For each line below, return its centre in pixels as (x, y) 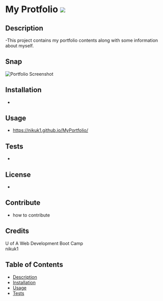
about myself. (20, 46)
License (18, 175)
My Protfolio (32, 9)
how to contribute (31, 215)
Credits (17, 231)
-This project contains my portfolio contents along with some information (82, 40)
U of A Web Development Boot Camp (44, 243)
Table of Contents (34, 265)
